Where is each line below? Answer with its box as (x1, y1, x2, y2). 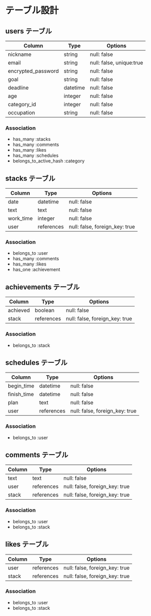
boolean (35, 307, 55, 314)
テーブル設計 (5, 5, 59, 16)
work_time (8, 215, 33, 222)
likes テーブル (5, 540, 49, 549)
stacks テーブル (5, 174, 55, 182)
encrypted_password (8, 68, 59, 74)
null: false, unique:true (90, 59, 143, 66)
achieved (8, 307, 30, 314)
